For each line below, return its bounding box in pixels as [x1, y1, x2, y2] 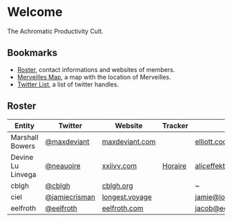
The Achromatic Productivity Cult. [7, 27, 104, 35]
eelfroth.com [101, 203, 144, 213]
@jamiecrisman [45, 192, 95, 201]
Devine [10, 152, 34, 162]
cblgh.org [101, 181, 133, 190]
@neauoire [45, 160, 81, 170]
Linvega [10, 169, 37, 179]
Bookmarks [7, 47, 58, 59]
